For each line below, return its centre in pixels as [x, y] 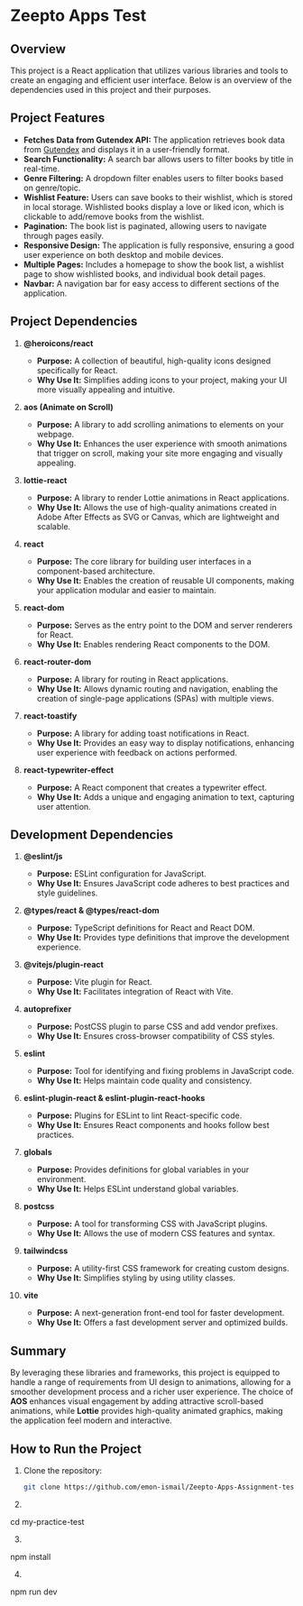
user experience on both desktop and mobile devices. [123, 254]
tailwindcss [46, 1251]
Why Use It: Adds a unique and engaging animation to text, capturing [165, 797]
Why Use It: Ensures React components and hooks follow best [153, 1125]
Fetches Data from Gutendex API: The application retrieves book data [154, 140]
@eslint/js [43, 857]
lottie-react [45, 480]
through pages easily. [64, 235]
